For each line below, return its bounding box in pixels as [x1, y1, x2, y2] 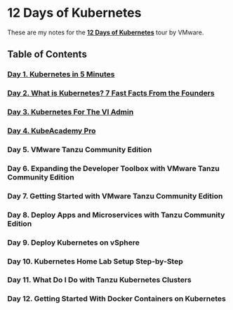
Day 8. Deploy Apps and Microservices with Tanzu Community [7, 210, 225, 220]
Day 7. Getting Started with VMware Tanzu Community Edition [7, 191, 223, 201]
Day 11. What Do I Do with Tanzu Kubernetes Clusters [7, 275, 192, 285]
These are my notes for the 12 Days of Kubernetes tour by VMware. [7, 28, 204, 36]
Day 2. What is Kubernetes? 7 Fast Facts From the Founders [7, 88, 215, 98]
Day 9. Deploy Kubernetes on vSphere [7, 237, 140, 247]
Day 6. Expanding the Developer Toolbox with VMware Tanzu [7, 163, 220, 173]
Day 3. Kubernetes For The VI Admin [7, 107, 134, 117]
